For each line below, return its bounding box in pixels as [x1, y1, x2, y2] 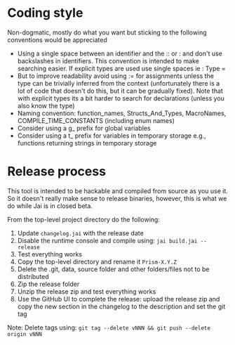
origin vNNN [7, 330, 42, 338]
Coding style [7, 5, 83, 21]
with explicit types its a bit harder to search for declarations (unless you [17, 93, 224, 103]
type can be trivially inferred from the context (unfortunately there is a [17, 79, 220, 87]
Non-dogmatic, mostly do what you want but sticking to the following [7, 28, 207, 37]
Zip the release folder [17, 280, 80, 288]
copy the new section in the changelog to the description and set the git [17, 302, 226, 311]
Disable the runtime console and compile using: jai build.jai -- [17, 236, 207, 245]
